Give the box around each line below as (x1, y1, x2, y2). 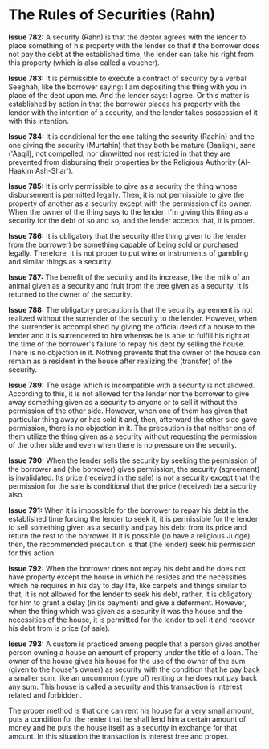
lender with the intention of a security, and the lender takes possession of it (8, 107, 259, 117)
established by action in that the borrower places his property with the (8, 99, 241, 108)
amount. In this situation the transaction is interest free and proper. (8, 731, 229, 741)
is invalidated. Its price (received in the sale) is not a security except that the (8, 473, 261, 482)
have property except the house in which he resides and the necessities (8, 572, 247, 582)
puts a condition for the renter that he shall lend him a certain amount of (8, 714, 247, 724)
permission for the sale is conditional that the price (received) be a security (8, 481, 257, 491)
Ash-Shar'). (35, 166, 74, 175)
